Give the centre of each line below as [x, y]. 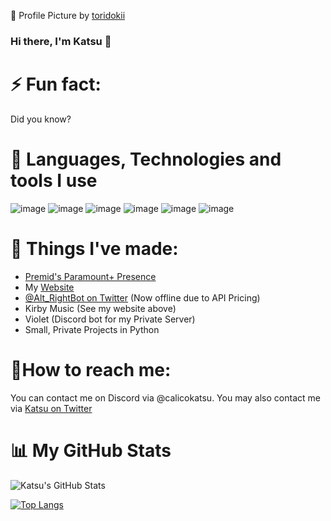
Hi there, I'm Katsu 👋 [61, 41]
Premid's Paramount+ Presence [90, 276]
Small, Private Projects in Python [92, 329]
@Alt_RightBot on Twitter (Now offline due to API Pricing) [142, 297]
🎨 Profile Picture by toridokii [68, 15]
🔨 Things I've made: [94, 248]
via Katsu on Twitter [51, 408]
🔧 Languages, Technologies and [146, 159]
